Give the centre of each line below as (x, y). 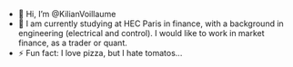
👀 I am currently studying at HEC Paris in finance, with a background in (151, 24)
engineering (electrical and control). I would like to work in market (141, 33)
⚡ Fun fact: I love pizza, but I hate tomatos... (100, 53)
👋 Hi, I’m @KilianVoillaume (67, 14)
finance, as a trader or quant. (72, 43)
